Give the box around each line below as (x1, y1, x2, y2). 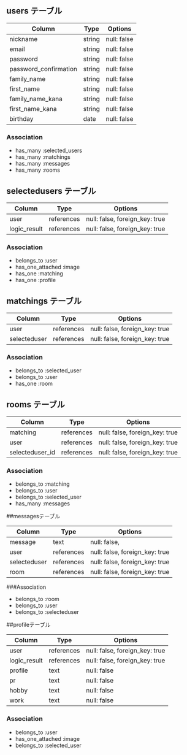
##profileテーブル (6, 621, 51, 629)
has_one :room (15, 380, 53, 388)
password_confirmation (9, 64, 78, 73)
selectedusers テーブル (6, 186, 96, 196)
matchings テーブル (6, 296, 82, 306)
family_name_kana (9, 94, 63, 103)
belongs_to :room (15, 596, 59, 603)
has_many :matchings (15, 153, 71, 161)
